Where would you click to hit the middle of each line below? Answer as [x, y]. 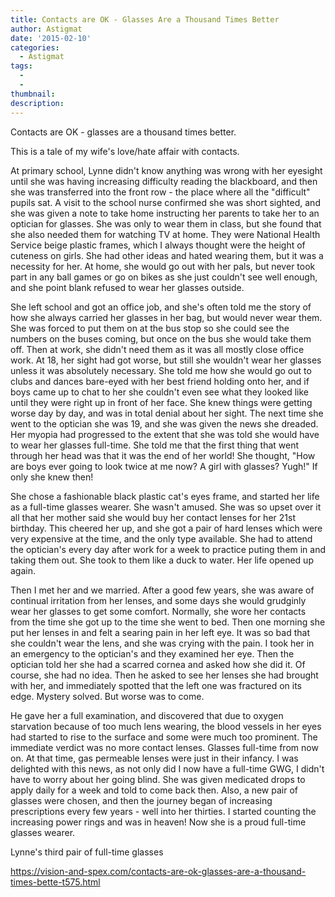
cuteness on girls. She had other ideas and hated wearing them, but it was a [167, 255]
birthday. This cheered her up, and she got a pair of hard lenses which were [166, 528]
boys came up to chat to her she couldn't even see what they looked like [159, 392]
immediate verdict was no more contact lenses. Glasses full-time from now [164, 747]
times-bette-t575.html [55, 882]
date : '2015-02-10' [51, 38]
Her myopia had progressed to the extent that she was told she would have [165, 434]
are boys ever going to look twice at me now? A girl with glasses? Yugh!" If [164, 466]
